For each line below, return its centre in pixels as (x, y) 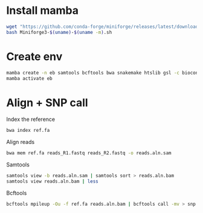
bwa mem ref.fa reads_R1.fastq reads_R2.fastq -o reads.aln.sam (89, 153)
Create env (34, 57)
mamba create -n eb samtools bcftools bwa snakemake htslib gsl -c (93, 73)
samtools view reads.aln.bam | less (52, 181)
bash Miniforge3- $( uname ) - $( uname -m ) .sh (59, 32)
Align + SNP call (47, 103)
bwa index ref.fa (28, 131)
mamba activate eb (29, 78)
